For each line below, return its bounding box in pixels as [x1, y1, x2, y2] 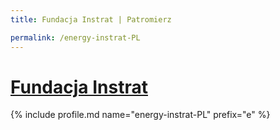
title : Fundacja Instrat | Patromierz [10, 14, 172, 25]
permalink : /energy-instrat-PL [10, 32, 141, 43]
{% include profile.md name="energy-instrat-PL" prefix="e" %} [10, 109, 271, 121]
